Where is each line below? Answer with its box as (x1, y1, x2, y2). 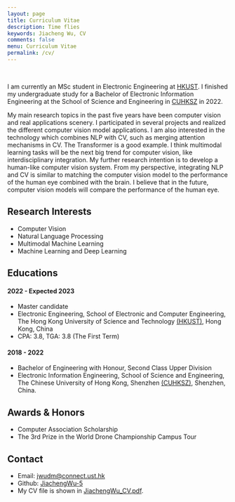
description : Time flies (7, 23, 80, 30)
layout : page (7, 10, 46, 18)
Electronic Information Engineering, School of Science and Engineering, (17, 371, 225, 380)
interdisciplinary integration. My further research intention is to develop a (7, 155, 219, 164)
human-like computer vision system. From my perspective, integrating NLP (7, 163, 224, 171)
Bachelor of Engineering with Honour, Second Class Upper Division (17, 364, 213, 372)
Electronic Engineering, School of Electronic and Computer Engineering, (17, 310, 226, 318)
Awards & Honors (7, 407, 86, 418)
